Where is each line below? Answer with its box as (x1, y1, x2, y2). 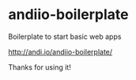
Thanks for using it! (8, 62, 71, 72)
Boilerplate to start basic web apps (8, 32, 122, 41)
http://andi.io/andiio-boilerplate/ (8, 47, 113, 56)
